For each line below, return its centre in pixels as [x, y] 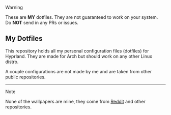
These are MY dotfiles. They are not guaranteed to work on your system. [82, 17]
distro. [12, 62]
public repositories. [25, 77]
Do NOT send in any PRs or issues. [42, 23]
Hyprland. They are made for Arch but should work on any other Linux [79, 56]
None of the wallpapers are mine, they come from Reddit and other [76, 101]
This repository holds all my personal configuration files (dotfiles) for [77, 51]
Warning [14, 7]
